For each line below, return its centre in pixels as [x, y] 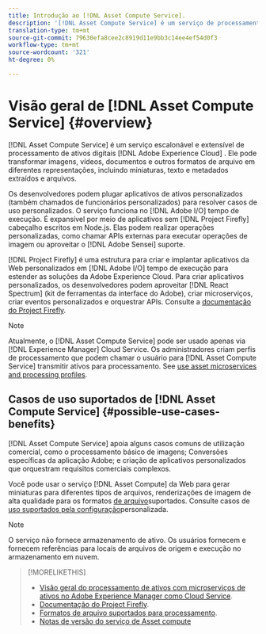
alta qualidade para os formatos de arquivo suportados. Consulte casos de [129, 501]
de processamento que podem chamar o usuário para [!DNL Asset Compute [133, 357]
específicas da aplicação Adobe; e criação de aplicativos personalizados [127, 460]
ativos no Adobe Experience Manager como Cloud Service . [136, 596]
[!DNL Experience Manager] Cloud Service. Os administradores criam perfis [132, 349]
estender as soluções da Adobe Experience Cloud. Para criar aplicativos [126, 276]
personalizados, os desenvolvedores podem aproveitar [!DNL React [118, 285]
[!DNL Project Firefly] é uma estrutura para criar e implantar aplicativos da [129, 259]
